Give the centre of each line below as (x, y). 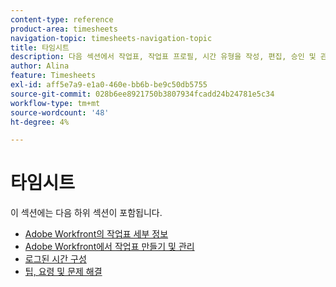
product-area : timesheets (64, 29)
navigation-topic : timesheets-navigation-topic (111, 38)
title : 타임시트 (40, 47)
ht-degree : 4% (40, 122)
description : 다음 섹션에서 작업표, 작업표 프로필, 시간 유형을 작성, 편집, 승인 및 (163, 57)
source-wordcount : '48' (60, 112)
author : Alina (40, 66)
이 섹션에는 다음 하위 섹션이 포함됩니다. (86, 213)
